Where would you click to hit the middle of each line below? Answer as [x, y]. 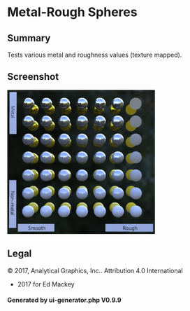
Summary [29, 38]
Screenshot [33, 77]
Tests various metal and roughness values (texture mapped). [95, 55]
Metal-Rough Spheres [72, 12]
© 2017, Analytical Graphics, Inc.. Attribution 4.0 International [95, 270]
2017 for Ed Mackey [46, 284]
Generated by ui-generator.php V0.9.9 [64, 300]
